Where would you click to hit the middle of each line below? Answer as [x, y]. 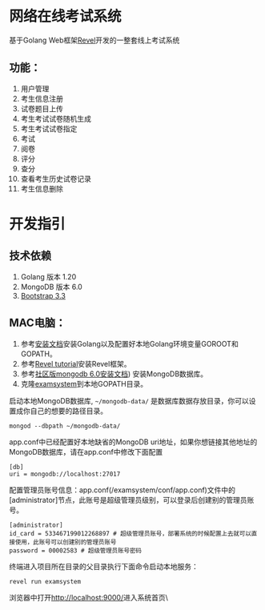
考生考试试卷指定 [49, 128]
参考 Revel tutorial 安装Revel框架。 [76, 363]
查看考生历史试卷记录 [56, 179]
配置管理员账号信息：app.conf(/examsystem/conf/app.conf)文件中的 [122, 490]
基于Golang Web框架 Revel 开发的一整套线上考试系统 [94, 40]
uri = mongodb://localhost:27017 [65, 474]
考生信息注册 [42, 98]
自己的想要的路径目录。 [68, 411]
